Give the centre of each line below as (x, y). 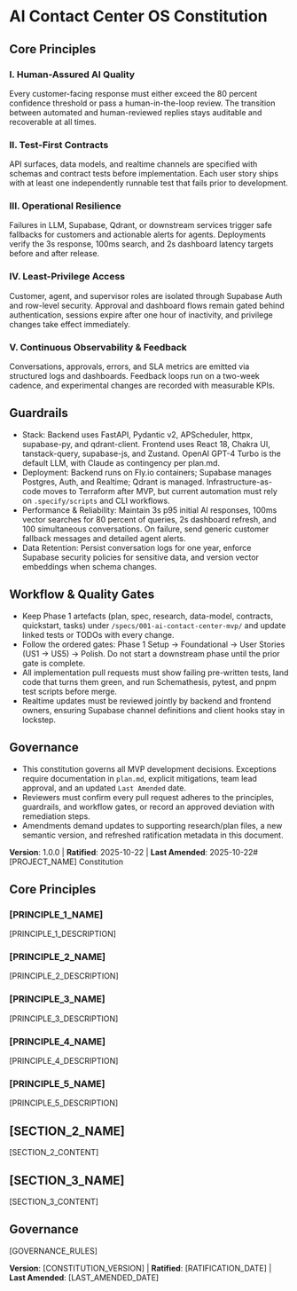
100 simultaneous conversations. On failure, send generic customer (145, 529)
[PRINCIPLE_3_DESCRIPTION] (64, 1019)
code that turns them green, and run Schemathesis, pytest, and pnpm (149, 681)
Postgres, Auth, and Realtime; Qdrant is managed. (113, 482)
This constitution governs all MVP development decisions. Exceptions (149, 768)
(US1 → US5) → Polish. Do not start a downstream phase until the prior (151, 653)
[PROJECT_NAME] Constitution (66, 862)
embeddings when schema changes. (90, 566)
